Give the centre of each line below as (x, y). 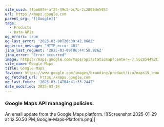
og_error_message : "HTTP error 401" (42, 46)
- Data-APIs (22, 32)
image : (12, 59)
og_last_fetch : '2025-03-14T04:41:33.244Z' (50, 82)
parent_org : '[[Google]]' (31, 18)
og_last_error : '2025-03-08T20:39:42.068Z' (50, 41)
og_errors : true (21, 37)
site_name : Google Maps (29, 64)
